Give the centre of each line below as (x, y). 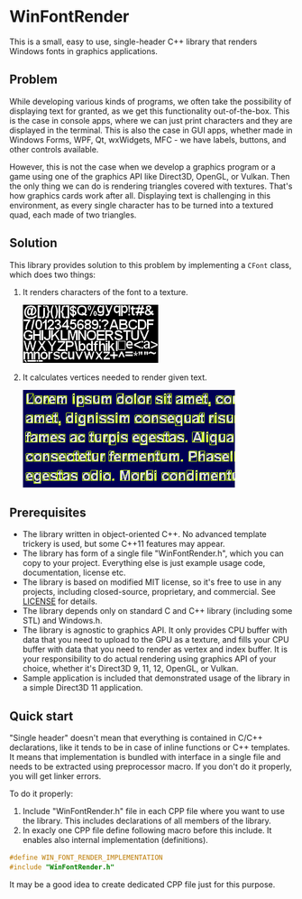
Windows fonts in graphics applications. (83, 51)
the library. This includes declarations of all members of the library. (147, 821)
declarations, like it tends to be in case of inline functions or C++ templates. (150, 747)
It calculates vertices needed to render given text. (114, 377)
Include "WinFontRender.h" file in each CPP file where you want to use (154, 811)
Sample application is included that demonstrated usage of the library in (156, 678)
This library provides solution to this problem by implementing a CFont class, (151, 264)
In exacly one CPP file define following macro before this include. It (147, 830)
